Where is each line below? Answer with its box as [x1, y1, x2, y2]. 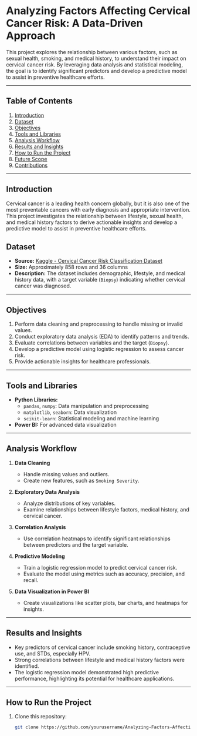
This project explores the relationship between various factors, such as [6, 48, 178, 55]
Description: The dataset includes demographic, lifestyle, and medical [14, 270, 186, 277]
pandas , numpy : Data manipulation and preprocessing [23, 403, 149, 409]
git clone [14, 724, 39, 730]
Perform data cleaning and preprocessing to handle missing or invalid [14, 320, 183, 327]
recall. [23, 576, 39, 583]
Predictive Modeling [14, 553, 66, 560]
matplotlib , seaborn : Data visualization [23, 409, 117, 416]
